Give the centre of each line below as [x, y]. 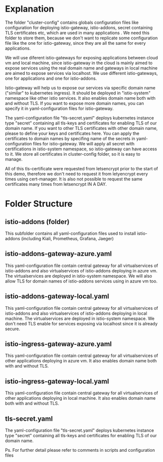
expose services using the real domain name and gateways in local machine [81, 68]
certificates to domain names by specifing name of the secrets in [70, 138]
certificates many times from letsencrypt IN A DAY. [56, 184]
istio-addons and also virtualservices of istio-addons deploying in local [76, 313]
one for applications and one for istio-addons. [51, 78]
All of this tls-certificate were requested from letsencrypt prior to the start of [81, 168]
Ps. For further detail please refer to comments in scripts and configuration [80, 450]
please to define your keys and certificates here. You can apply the [72, 133]
